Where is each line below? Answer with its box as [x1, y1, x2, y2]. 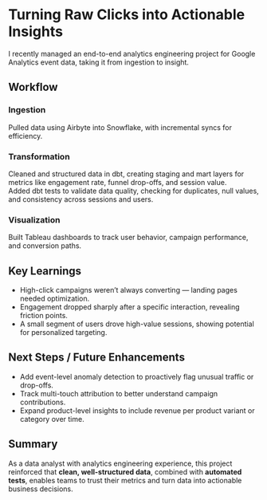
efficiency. [8, 131, 43, 140]
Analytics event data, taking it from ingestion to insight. [8, 57, 190, 67]
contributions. [19, 397, 66, 407]
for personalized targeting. [19, 328, 108, 337]
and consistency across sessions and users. [8, 194, 154, 204]
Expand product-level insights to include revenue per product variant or [19, 405, 255, 415]
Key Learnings [8, 264, 82, 278]
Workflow [8, 81, 58, 94]
